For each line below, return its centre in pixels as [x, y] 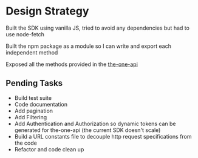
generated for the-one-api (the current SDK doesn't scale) [87, 130]
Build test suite [33, 97]
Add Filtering [31, 117]
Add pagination [33, 111]
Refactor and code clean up [49, 149]
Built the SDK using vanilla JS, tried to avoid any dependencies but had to [97, 28]
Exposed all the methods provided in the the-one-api [72, 64]
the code [26, 143]
